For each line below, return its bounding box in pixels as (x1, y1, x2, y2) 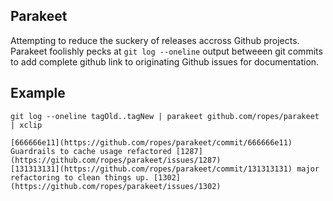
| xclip (10, 120, 43, 130)
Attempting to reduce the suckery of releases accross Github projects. (10, 34, 300, 46)
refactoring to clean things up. (10, 172, 150, 183)
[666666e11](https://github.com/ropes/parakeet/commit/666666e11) (10, 137, 293, 148)
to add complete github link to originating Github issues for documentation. (10, 55, 320, 68)
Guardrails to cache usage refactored (10, 146, 172, 156)
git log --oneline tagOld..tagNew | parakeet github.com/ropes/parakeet (10, 111, 320, 121)
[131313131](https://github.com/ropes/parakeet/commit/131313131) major (10, 164, 320, 174)
